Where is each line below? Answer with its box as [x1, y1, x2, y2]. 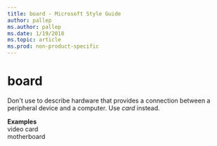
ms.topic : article [7, 36, 61, 44]
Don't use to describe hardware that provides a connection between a [7, 96, 211, 105]
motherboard [7, 132, 46, 140]
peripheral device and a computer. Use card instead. [7, 103, 161, 112]
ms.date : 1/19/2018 [7, 29, 65, 37]
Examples [7, 117, 37, 126]
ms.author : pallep [7, 23, 61, 30]
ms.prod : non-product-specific [7, 43, 99, 50]
